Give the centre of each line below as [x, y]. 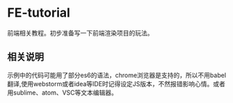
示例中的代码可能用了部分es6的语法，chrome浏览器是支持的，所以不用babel [117, 75]
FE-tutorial [39, 13]
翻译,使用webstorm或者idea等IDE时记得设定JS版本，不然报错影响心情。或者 [116, 84]
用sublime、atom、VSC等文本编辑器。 [63, 93]
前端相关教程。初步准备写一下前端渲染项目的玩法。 [80, 33]
